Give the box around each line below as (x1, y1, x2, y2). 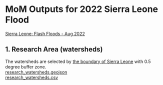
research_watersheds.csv (5, 74, 58, 80)
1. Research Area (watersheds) (5, 45, 103, 53)
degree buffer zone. (5, 63, 46, 69)
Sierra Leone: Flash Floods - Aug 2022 (5, 30, 85, 36)
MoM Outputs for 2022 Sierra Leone (5, 3, 158, 15)
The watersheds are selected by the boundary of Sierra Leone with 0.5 (5, 58, 151, 64)
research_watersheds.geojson (5, 69, 67, 75)
